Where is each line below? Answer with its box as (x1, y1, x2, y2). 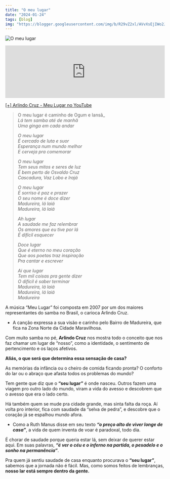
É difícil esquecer (17, 232, 54, 238)
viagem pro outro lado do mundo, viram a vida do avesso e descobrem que (5, 386, 162, 392)
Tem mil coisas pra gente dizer (17, 273, 82, 279)
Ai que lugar (17, 268, 44, 274)
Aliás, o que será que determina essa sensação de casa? (5, 355, 127, 362)
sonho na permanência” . (5, 448, 59, 454)
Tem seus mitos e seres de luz (17, 164, 81, 170)
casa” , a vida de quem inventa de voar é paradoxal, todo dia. (12, 427, 141, 433)
